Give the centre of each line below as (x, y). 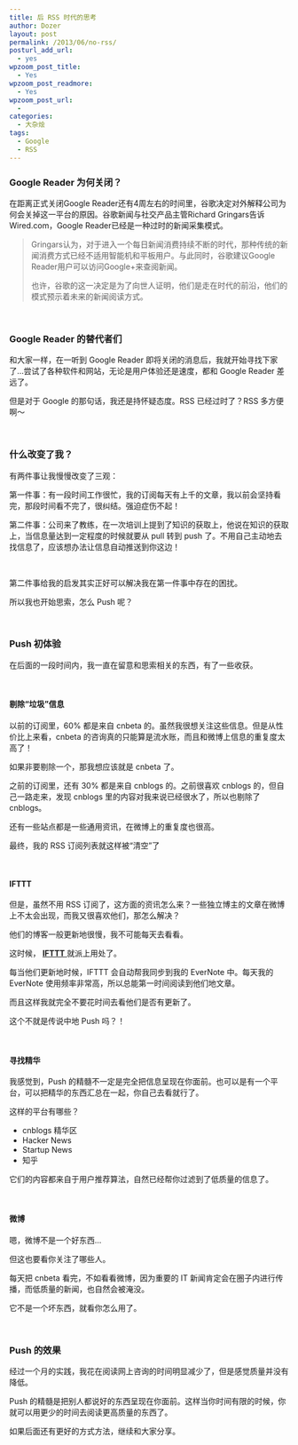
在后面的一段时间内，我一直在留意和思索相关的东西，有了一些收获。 (133, 665)
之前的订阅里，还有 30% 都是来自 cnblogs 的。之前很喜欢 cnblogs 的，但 (143, 786)
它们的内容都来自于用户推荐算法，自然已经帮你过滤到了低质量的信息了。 (141, 1179)
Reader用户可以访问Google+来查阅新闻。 (106, 266)
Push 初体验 (35, 644)
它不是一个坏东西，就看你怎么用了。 (75, 1307)
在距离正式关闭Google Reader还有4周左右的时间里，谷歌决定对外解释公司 (144, 203)
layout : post (33, 34)
